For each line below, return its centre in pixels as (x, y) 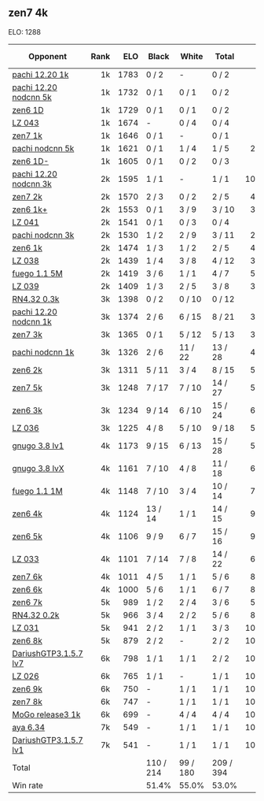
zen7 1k (27, 135)
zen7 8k (27, 702)
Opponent (48, 56)
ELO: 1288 (25, 32)
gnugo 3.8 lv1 (38, 446)
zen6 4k (27, 514)
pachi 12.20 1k (40, 74)
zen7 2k (27, 196)
